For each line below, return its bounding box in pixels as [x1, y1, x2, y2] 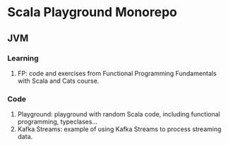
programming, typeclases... [17, 117, 98, 126]
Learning [7, 53, 39, 63]
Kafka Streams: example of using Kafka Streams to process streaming [17, 125, 222, 133]
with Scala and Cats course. [17, 77, 100, 85]
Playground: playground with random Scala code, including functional [17, 110, 220, 119]
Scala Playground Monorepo [7, 4, 178, 20]
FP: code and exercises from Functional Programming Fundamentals [17, 69, 217, 77]
